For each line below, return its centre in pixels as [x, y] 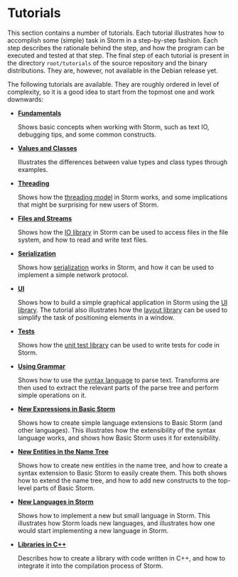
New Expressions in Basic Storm [66, 409]
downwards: [26, 99]
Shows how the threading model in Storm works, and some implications [123, 197]
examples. [33, 169]
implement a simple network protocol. [73, 274]
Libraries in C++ [42, 544]
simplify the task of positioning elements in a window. [96, 317]
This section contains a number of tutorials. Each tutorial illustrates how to [116, 33]
